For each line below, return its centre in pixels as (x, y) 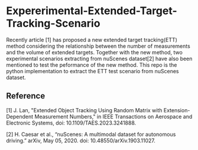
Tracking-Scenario (53, 23)
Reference (26, 96)
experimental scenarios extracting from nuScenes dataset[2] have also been (99, 58)
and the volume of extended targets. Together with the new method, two (95, 52)
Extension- (177, 110)
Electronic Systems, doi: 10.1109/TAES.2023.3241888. (71, 123)
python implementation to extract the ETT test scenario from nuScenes (92, 71)
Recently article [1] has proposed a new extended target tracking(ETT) (92, 40)
